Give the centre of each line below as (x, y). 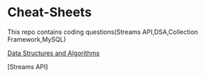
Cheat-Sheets (50, 12)
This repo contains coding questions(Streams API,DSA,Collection (103, 32)
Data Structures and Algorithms (53, 53)
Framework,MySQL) (37, 39)
